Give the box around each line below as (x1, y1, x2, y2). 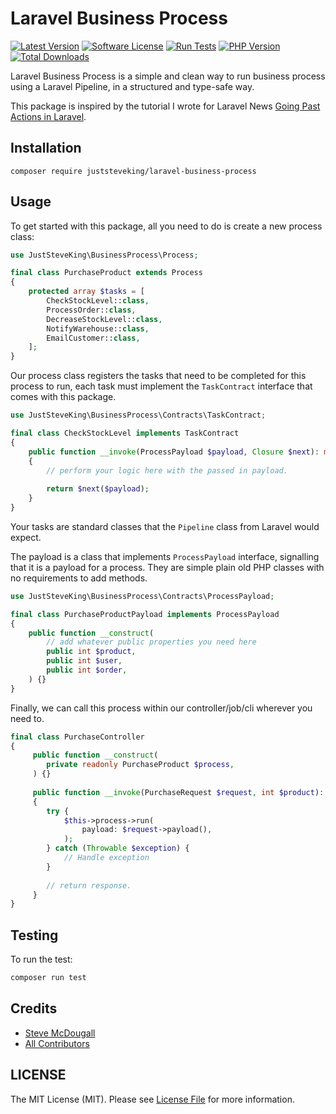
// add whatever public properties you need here (46, 637, 257, 647)
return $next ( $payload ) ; (46, 484, 150, 494)
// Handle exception (63, 853, 150, 863)
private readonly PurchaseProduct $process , (46, 760, 235, 770)
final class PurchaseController (10, 732, 145, 742)
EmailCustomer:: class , (46, 333, 141, 343)
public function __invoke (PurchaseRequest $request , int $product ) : (32, 787, 325, 797)
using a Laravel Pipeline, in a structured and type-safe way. (10, 80, 255, 92)
